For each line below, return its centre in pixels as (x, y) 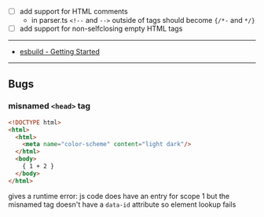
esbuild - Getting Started (59, 52)
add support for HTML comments (73, 11)
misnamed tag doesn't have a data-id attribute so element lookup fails (122, 204)
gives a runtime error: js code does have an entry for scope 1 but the (119, 196)
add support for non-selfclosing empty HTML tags (101, 29)
